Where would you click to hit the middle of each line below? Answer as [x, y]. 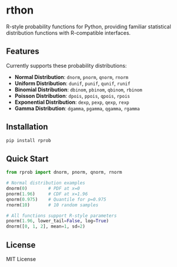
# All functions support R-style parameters [61, 216]
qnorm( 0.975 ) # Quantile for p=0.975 [56, 199]
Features [23, 52]
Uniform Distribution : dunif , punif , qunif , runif [72, 83]
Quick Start [27, 159]
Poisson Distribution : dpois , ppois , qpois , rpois [72, 95]
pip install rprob [29, 140]
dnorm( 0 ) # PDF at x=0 [43, 189]
